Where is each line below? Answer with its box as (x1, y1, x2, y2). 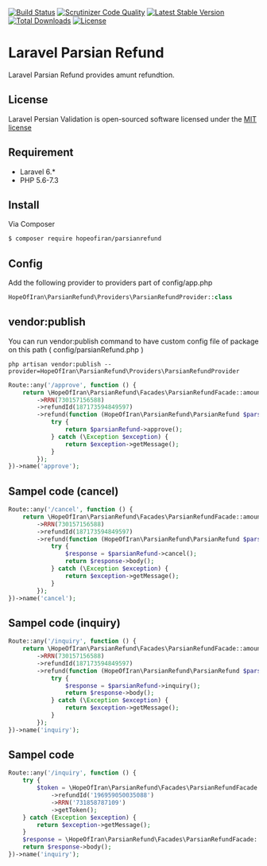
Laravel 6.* (19, 167, 56, 177)
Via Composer (8, 219, 56, 229)
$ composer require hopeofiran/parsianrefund (8, 235, 161, 243)
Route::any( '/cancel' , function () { (8, 506, 133, 514)
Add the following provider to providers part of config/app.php (8, 278, 213, 288)
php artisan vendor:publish (8, 360, 102, 368)
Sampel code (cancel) (8, 484, 119, 498)
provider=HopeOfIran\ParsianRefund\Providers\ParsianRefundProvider (8, 367, 240, 375)
